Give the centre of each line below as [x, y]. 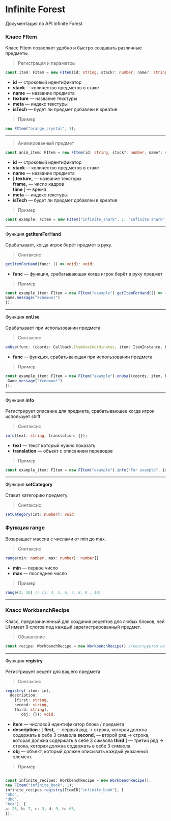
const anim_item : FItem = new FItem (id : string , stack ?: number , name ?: [84, 152]
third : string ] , [32, 710]
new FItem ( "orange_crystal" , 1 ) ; [41, 129]
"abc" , [12, 794]
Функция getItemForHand [33, 234]
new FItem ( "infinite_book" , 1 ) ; [39, 785]
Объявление [31, 637]
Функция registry [24, 661]
